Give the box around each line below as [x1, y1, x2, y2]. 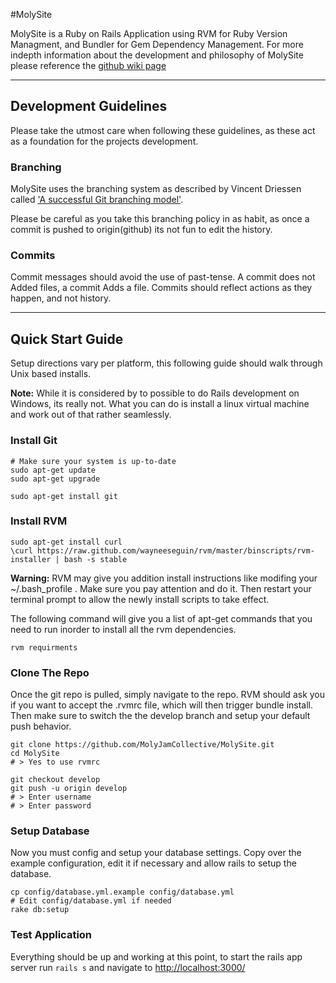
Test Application [10, 928, 93, 942]
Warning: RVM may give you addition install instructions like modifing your [10, 572, 318, 584]
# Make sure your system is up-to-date [10, 456, 177, 466]
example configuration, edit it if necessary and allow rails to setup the [10, 857, 297, 869]
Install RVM [10, 514, 68, 528]
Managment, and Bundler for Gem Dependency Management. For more [10, 39, 304, 50]
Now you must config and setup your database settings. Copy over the [10, 847, 302, 859]
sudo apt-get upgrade [10, 474, 101, 484]
